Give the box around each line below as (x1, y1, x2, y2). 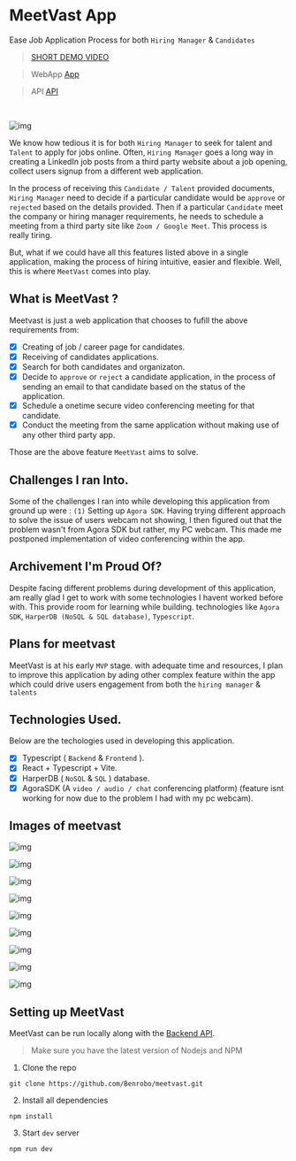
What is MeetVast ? (9, 291, 119, 306)
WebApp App (30, 68, 80, 80)
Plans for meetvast (9, 636, 116, 651)
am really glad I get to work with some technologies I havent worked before (9, 592, 284, 603)
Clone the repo (21, 1063, 77, 1073)
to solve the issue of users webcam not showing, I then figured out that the (9, 514, 283, 525)
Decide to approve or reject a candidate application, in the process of (21, 371, 276, 381)
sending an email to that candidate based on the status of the (21, 381, 246, 392)
